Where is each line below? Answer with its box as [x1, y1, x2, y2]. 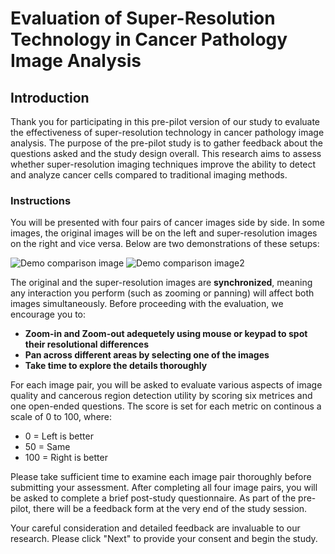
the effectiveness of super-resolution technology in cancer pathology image [10, 127, 325, 138]
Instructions [10, 193, 72, 207]
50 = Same [24, 441, 71, 453]
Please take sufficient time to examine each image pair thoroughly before [10, 471, 312, 483]
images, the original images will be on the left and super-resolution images [10, 227, 318, 239]
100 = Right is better [24, 452, 108, 464]
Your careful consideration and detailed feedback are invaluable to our [10, 522, 301, 534]
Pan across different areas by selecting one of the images [24, 349, 270, 361]
